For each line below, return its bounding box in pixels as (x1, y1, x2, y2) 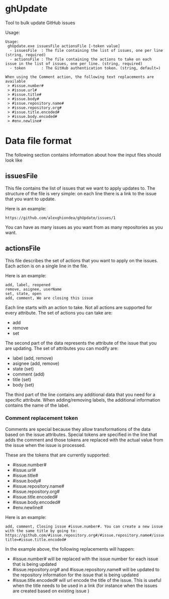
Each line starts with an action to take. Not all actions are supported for (5, 304, 152, 310)
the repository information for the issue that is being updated (12, 572, 139, 578)
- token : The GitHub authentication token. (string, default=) (10, 65, 161, 70)
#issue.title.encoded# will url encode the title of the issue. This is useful (12, 577, 162, 583)
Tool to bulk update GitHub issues (5, 20, 75, 26)
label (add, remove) (12, 355, 53, 361)
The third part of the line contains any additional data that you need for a (5, 391, 156, 398)
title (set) (12, 376, 32, 383)
